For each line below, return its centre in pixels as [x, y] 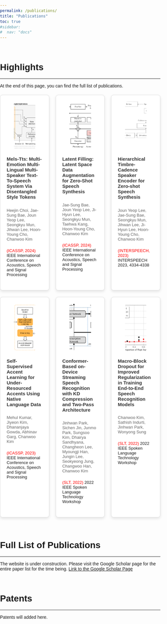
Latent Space [77, 165]
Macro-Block [132, 361]
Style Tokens [21, 197]
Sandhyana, [73, 442]
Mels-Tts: [17, 159]
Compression [77, 399]
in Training [130, 383]
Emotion [16, 165]
